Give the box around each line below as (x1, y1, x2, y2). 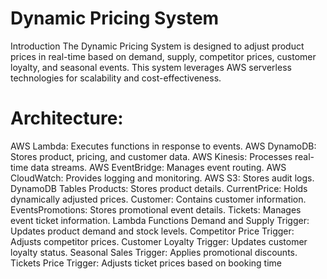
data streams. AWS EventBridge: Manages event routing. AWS (30, 161, 287, 173)
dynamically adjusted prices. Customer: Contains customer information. (10, 193, 307, 205)
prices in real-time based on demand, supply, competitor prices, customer (10, 50, 317, 62)
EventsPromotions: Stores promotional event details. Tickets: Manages (10, 203, 302, 216)
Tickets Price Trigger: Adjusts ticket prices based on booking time (10, 257, 282, 269)
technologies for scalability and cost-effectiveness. (10, 72, 222, 84)
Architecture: (10, 107, 124, 130)
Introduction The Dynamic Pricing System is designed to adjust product (10, 40, 305, 52)
